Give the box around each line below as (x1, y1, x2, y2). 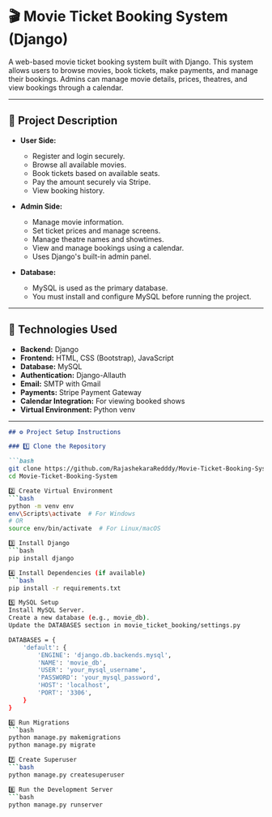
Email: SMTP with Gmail (19, 379, 101, 389)
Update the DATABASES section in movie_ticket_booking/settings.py (8, 621, 241, 630)
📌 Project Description (8, 114, 118, 127)
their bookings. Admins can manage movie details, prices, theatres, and (8, 74, 248, 84)
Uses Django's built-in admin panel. (32, 252, 151, 261)
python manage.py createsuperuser (8, 771, 125, 779)
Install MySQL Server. (8, 606, 85, 614)
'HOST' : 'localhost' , (37, 682, 111, 690)
